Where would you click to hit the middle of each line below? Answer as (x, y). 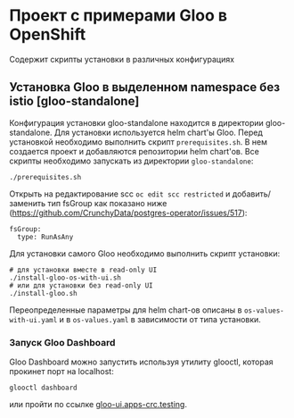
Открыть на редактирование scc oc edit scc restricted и (120, 194)
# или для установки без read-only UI (81, 285)
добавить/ (252, 194)
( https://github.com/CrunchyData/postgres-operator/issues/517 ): (128, 213)
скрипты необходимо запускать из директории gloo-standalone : (131, 161)
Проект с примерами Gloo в (118, 16)
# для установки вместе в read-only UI (83, 270)
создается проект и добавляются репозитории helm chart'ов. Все (135, 151)
